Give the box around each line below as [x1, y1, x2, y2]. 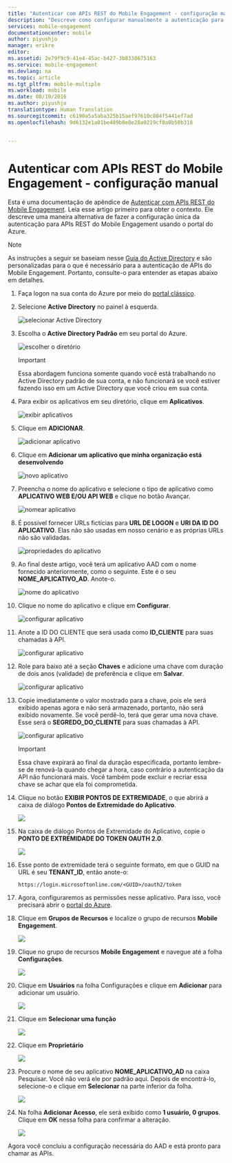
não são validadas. [17, 533, 72, 542]
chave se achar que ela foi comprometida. [17, 780, 138, 789]
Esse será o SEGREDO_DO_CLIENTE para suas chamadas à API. [17, 718, 200, 727]
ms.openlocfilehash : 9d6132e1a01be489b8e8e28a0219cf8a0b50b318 [8, 119, 193, 126]
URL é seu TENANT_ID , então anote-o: [17, 868, 129, 876]
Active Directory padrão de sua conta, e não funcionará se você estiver [17, 377, 221, 385]
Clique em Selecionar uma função [17, 1015, 116, 1023]
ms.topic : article [8, 74, 61, 81]
